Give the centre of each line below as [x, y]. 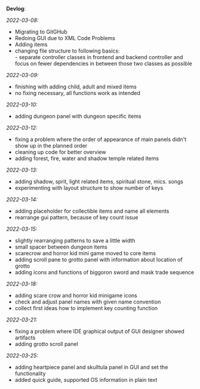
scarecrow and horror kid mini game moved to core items [85, 253]
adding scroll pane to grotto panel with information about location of [99, 260]
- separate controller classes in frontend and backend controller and [99, 57]
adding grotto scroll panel [47, 344]
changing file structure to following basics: [67, 51]
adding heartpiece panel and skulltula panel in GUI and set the [91, 367]
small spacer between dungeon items [61, 247]
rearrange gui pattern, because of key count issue [76, 217]
